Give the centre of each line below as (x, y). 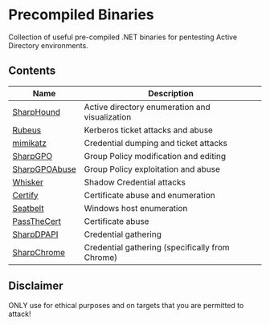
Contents (32, 71)
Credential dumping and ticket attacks (155, 143)
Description (171, 93)
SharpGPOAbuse (44, 169)
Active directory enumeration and (147, 107)
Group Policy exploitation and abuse (152, 169)
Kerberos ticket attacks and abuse (148, 130)
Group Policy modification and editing (155, 156)
